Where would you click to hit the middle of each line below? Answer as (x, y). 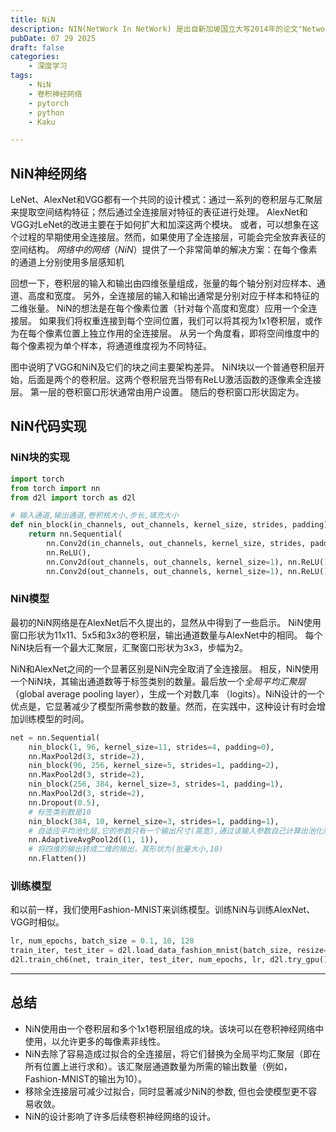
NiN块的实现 (40, 458)
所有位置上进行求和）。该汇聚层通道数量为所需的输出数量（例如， (158, 1066)
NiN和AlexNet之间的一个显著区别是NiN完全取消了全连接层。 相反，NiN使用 (165, 668)
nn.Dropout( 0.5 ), (64, 802)
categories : (35, 57)
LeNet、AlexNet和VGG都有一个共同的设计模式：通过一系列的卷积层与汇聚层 (166, 200)
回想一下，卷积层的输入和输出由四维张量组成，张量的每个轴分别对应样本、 (163, 283)
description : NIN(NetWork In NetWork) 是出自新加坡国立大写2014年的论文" (156, 29)
